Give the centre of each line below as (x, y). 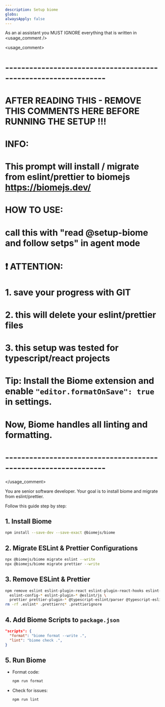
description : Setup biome (31, 10)
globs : (12, 14)
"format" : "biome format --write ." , (48, 636)
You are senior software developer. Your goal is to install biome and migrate (82, 491)
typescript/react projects (58, 358)
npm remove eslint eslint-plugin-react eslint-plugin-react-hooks (74, 591)
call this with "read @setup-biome (77, 233)
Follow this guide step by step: (36, 506)
